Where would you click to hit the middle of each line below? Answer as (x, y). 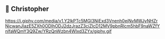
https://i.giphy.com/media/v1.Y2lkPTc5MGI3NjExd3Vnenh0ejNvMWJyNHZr (82, 20)
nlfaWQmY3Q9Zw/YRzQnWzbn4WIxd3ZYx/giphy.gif (59, 31)
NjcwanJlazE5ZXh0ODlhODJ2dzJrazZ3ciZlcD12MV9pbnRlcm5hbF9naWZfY (82, 26)
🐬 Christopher (27, 9)
